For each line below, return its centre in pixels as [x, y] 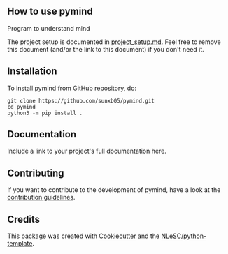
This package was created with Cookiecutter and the [84, 236]
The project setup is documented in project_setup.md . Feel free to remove [114, 42]
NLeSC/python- [184, 236]
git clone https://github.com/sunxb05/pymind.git [81, 100]
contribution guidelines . [41, 197]
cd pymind [22, 107]
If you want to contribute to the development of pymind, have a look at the [114, 190]
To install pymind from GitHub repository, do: [72, 88]
